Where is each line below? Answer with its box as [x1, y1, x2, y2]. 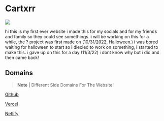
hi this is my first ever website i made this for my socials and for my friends [5, 28, 157, 34]
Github [5, 91, 19, 97]
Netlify [5, 110, 19, 116]
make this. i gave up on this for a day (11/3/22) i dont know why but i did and [5, 49, 160, 55]
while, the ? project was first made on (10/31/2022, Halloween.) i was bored [5, 39, 158, 45]
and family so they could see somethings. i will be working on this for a [5, 33, 149, 39]
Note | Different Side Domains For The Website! [17, 82, 114, 88]
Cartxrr [5, 3, 36, 14]
